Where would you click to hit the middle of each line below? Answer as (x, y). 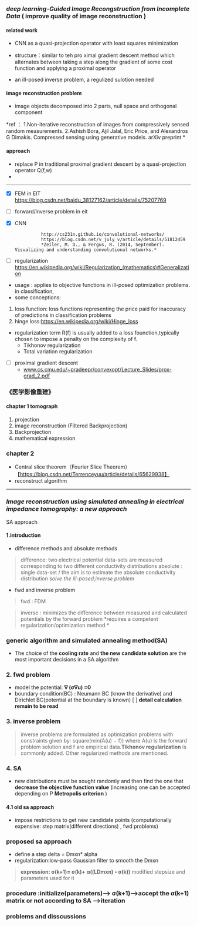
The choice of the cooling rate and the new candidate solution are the (100, 653)
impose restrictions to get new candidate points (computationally (93, 820)
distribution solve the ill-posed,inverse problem (77, 579)
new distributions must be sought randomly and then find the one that (99, 781)
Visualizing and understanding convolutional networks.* (86, 250)
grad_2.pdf (37, 376)
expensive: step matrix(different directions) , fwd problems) (86, 826)
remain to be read (36, 706)
